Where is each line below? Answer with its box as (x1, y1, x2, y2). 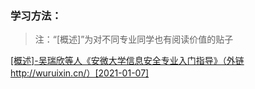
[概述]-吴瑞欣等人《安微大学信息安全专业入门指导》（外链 (10, 55, 245, 67)
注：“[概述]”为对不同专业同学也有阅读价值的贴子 (34, 33, 234, 46)
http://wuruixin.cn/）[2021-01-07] (10, 67, 150, 79)
